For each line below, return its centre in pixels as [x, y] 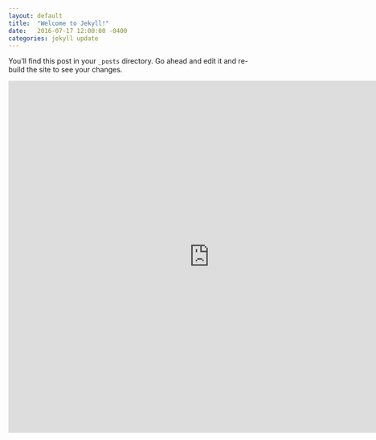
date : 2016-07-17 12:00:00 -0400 [68, 31]
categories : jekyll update [53, 38]
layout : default [35, 16]
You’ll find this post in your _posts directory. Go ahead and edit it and [123, 61]
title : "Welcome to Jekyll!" [59, 23]
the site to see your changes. [75, 70]
